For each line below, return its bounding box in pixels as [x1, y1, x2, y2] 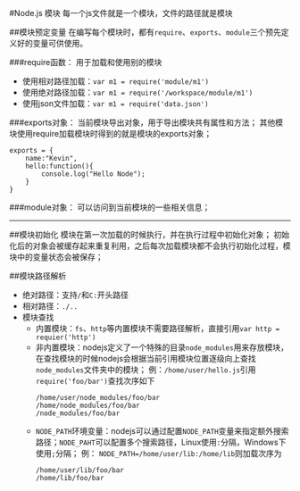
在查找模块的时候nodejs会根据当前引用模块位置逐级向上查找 [35, 354, 256, 363]
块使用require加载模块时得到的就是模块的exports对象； [9, 129, 212, 138]
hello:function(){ [25, 162, 94, 171]
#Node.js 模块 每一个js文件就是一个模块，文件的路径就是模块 [9, 8, 234, 18]
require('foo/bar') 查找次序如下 [35, 376, 155, 386]
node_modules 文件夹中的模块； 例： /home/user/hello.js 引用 [35, 364, 256, 375]
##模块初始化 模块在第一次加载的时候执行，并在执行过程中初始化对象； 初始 [9, 229, 290, 239]
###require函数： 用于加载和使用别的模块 [9, 57, 162, 67]
